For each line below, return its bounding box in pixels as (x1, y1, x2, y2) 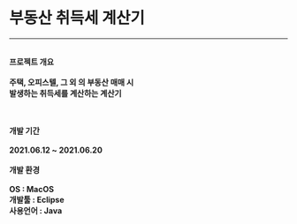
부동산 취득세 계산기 (9, 8, 146, 28)
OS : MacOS (9, 183, 55, 194)
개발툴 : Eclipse (9, 194, 65, 205)
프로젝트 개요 (9, 56, 55, 67)
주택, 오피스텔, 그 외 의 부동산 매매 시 (9, 77, 134, 87)
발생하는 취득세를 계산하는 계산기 (9, 87, 122, 98)
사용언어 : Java (9, 205, 63, 216)
